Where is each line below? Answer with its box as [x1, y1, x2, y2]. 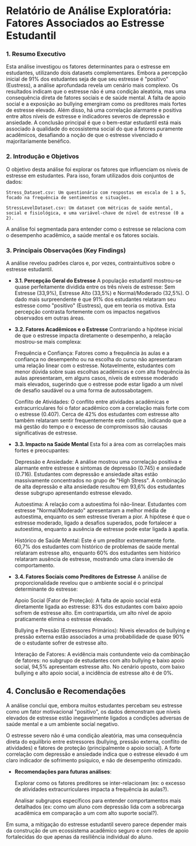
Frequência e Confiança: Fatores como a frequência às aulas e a [14, 350, 170, 357]
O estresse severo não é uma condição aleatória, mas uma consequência [6, 732, 183, 739]
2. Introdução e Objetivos [6, 152, 79, 160]
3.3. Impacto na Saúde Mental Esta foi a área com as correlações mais [14, 441, 186, 448]
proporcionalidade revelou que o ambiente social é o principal [14, 580, 163, 587]
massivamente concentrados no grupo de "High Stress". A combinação [14, 477, 187, 484]
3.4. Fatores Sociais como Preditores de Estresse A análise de [14, 573, 167, 580]
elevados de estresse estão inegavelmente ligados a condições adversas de [6, 714, 190, 721]
